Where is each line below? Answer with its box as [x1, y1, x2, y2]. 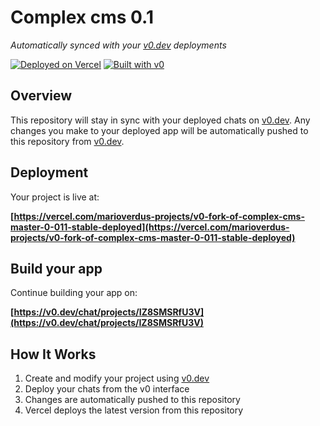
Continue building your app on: [10, 287, 138, 299]
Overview [10, 87, 73, 105]
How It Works [10, 346, 97, 363]
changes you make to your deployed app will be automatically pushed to [10, 124, 309, 136]
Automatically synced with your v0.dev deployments [10, 39, 227, 51]
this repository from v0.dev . [10, 135, 125, 147]
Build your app [10, 260, 103, 277]
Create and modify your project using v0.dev [24, 372, 210, 385]
